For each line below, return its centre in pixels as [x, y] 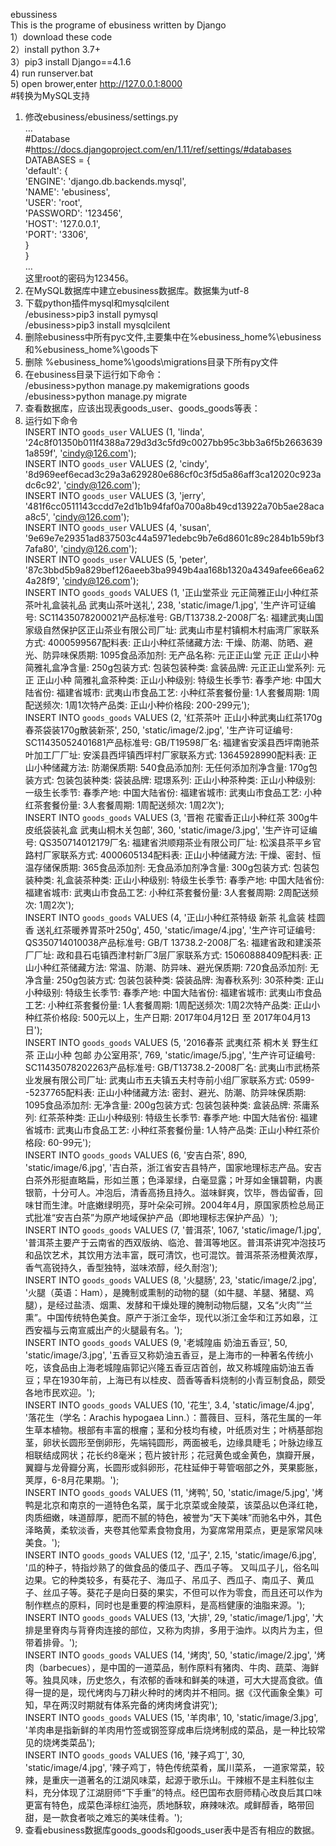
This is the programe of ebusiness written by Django [118, 25]
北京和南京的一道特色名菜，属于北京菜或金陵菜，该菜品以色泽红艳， [182, 1505]
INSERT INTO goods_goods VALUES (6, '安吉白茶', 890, [136, 1155]
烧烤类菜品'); [69, 1742]
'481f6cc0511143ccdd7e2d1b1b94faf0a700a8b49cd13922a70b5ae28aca [174, 506]
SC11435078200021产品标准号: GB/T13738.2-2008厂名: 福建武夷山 [176, 617]
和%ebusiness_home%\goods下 [91, 349]
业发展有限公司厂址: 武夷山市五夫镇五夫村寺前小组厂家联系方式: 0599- [169, 1080]
